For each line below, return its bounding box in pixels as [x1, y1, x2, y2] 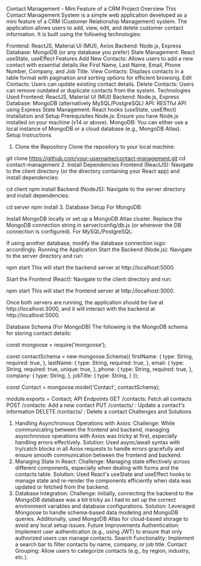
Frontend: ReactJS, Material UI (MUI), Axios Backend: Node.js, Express [6, 42, 182, 49]
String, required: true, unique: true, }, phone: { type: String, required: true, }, [6, 366, 193, 373]
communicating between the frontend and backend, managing [14, 426, 170, 433]
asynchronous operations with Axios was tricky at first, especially [14, 432, 178, 439]
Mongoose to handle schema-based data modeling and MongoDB [14, 509, 179, 516]
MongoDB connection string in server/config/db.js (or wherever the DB [6, 221, 182, 229]
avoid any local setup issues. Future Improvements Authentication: [14, 522, 179, 529]
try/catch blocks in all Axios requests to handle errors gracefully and [14, 445, 184, 452]
